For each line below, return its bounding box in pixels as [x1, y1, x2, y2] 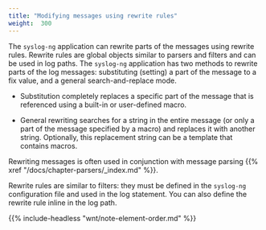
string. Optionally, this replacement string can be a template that [19, 132, 233, 142]
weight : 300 [8, 19, 52, 27]
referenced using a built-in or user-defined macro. [19, 100, 187, 109]
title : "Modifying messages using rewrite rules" [8, 11, 178, 20]
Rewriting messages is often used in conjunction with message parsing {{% [8, 156, 259, 166]
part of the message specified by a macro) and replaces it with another [19, 124, 256, 133]
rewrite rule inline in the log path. [8, 198, 117, 207]
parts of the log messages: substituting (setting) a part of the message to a [8, 67, 257, 76]
